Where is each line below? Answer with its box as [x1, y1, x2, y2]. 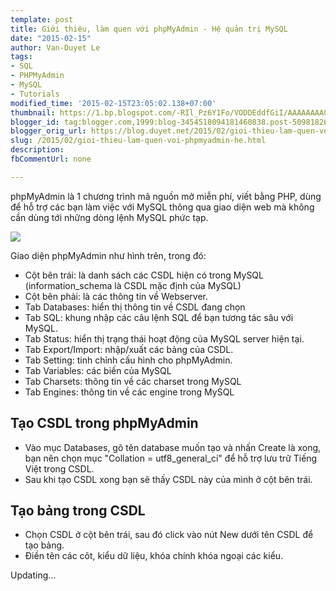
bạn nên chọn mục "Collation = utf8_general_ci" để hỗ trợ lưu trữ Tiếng [24, 452, 318, 464]
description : [10, 145, 65, 155]
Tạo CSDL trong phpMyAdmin [10, 415, 199, 432]
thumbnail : [10, 107, 56, 118]
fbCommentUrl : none [10, 154, 92, 164]
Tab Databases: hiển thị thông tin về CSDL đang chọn [24, 301, 246, 313]
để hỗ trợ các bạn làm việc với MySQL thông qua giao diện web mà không [10, 201, 315, 213]
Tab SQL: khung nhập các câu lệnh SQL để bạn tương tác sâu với [24, 311, 294, 323]
